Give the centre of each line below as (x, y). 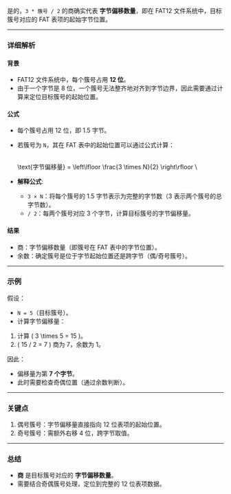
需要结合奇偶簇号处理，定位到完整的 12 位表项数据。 (91, 484)
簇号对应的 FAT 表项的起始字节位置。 (59, 19)
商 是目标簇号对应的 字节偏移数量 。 (67, 475)
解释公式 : (30, 182)
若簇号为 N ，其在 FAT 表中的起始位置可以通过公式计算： (96, 145)
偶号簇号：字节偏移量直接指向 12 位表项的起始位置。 (91, 425)
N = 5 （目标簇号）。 (44, 312)
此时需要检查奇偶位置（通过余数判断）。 (73, 382)
